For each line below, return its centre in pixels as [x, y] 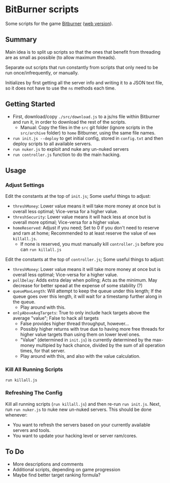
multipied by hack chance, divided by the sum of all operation [101, 346]
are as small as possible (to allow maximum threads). [61, 57]
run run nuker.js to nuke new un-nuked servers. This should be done [78, 409]
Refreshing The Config [34, 393]
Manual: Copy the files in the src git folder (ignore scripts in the [87, 127]
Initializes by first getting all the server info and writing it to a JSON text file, [84, 82]
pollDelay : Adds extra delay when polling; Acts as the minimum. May [85, 280]
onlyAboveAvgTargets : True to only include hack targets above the [81, 313]
